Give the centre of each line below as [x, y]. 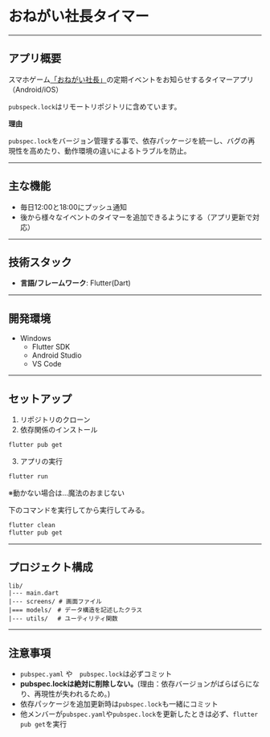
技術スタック [40, 262]
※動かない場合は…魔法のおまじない [67, 493]
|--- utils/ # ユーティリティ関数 [63, 619]
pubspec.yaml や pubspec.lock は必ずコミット [96, 674]
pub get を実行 [43, 724]
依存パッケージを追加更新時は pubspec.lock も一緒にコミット [119, 704]
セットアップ [40, 399]
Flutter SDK [51, 347]
